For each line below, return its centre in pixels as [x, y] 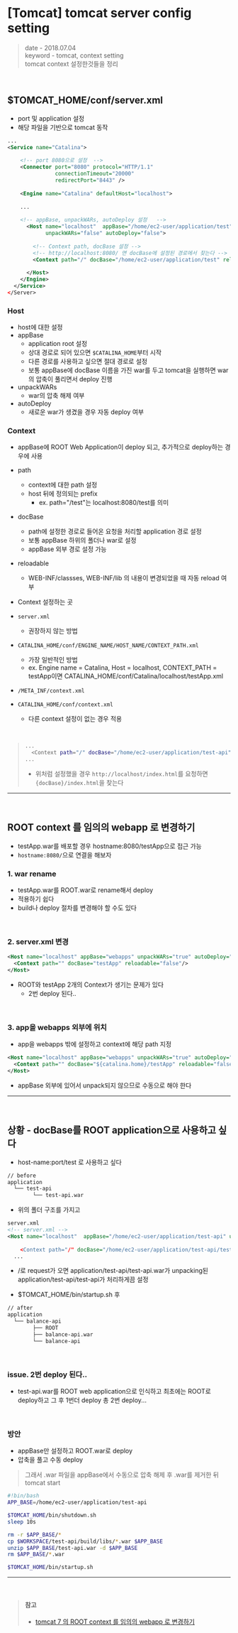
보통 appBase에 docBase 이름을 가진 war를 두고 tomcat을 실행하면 [122, 370]
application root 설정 [58, 344]
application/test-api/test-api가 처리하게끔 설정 [83, 1279]
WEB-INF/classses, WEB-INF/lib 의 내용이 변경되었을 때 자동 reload [124, 578]
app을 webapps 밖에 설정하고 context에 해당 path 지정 [95, 1044]
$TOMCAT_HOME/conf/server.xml [85, 101]
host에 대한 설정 [40, 327]
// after [20, 1308]
